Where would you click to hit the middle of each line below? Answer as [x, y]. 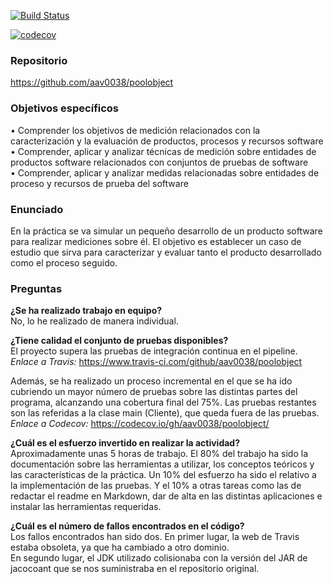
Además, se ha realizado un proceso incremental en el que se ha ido [151, 381]
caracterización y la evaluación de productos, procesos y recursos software [167, 141]
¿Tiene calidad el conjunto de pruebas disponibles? [119, 341]
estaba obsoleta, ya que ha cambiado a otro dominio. [120, 547]
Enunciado [37, 209]
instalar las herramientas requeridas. [86, 507]
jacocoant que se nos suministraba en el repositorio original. [135, 569]
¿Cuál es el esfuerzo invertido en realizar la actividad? [125, 443]
